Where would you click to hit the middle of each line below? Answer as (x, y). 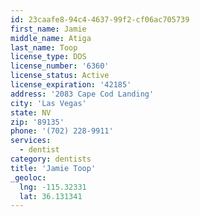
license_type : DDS (48, 57)
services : (31, 141)
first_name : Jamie (48, 29)
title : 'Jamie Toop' (53, 168)
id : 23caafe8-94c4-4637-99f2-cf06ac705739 (100, 19)
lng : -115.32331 (53, 187)
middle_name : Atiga (51, 38)
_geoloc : (28, 177)
